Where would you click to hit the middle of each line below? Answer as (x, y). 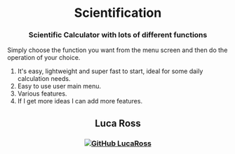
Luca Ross (118, 123)
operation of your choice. (44, 58)
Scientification (118, 13)
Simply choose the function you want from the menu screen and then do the (117, 50)
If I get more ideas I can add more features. (80, 101)
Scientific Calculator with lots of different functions (118, 35)
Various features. (42, 94)
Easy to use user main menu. (59, 86)
